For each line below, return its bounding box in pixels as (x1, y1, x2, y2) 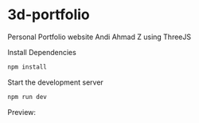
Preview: (7, 107, 37, 117)
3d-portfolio (7, 6, 91, 24)
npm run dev (7, 93, 47, 101)
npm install (7, 62, 47, 71)
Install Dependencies (7, 47, 76, 57)
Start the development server (7, 77, 104, 87)
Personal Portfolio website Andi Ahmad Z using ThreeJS (7, 32, 192, 42)
